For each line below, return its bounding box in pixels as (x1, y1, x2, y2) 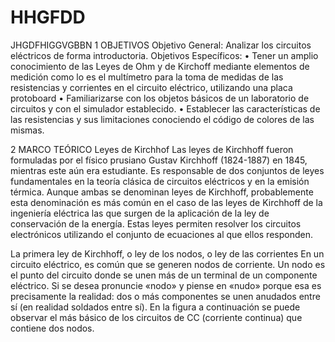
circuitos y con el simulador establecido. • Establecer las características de (10, 102, 321, 115)
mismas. (10, 124, 45, 136)
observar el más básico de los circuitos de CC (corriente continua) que (10, 311, 303, 323)
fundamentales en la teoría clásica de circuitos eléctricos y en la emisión (10, 175, 310, 187)
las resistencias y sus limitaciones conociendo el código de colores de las (10, 113, 315, 125)
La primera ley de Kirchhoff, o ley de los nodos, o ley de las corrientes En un (10, 247, 325, 260)
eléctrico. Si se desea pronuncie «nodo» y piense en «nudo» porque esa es (10, 279, 322, 291)
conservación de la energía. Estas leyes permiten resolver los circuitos (10, 217, 302, 230)
